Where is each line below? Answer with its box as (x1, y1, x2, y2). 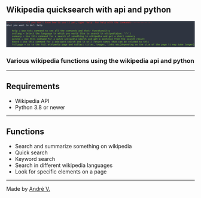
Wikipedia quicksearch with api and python (6, 5, 172, 15)
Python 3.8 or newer (14, 103, 66, 111)
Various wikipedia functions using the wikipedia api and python (6, 56, 194, 65)
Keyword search (14, 155, 56, 162)
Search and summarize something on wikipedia (14, 142, 132, 150)
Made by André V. (6, 185, 51, 192)
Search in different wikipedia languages (14, 162, 113, 169)
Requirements (6, 81, 60, 92)
